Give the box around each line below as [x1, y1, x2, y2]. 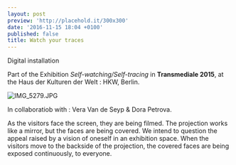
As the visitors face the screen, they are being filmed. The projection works [7, 119, 228, 128]
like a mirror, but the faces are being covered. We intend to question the [7, 127, 218, 135]
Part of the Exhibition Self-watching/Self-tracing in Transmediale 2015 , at [7, 70, 224, 79]
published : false [7, 30, 59, 38]
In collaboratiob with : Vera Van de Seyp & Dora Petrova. [7, 105, 172, 114]
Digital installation [7, 56, 60, 65]
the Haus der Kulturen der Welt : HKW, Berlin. [7, 78, 140, 86]
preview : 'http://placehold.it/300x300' [7, 17, 129, 24]
